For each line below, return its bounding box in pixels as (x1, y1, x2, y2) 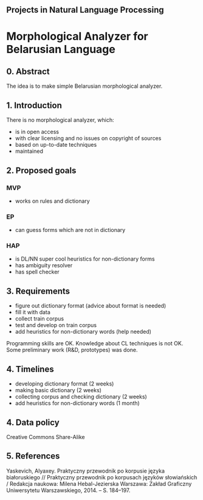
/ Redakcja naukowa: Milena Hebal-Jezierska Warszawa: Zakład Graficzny (6, 480, 192, 487)
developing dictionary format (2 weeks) (15, 380, 114, 387)
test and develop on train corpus (15, 322, 97, 329)
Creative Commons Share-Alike (6, 433, 85, 440)
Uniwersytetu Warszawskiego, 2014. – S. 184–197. (6, 487, 131, 494)
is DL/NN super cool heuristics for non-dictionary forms (15, 255, 155, 262)
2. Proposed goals (6, 165, 77, 175)
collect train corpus (15, 315, 64, 322)
